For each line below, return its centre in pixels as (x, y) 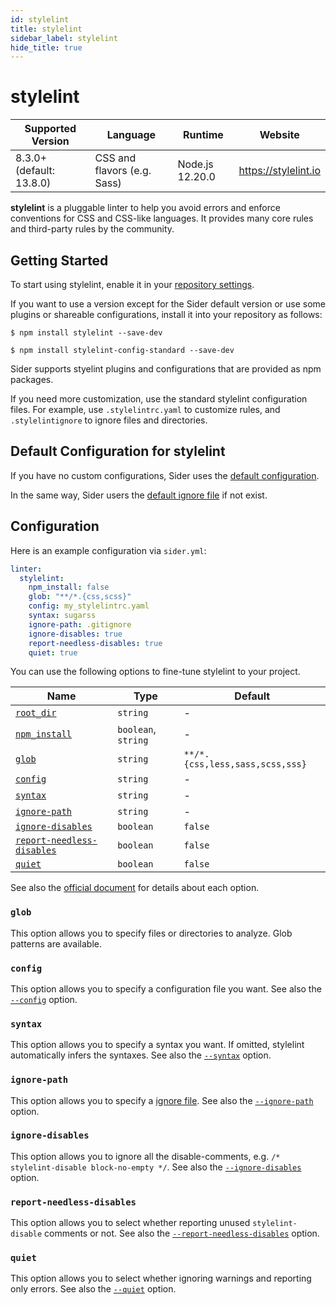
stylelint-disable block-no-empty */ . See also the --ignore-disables (156, 1167)
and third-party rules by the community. (92, 229)
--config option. (44, 999)
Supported (50, 129)
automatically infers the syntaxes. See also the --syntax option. (141, 1055)
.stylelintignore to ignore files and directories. (109, 420)
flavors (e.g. (123, 171)
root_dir (36, 713)
